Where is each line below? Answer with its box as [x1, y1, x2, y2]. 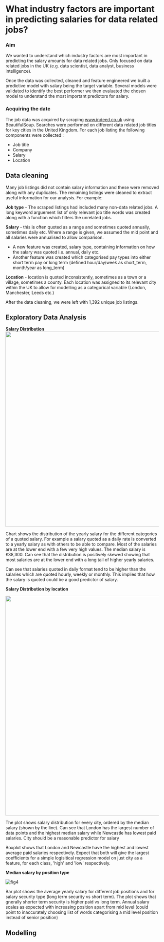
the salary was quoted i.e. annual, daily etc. [12, 249, 100, 255]
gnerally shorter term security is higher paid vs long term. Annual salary [5, 899, 150, 905]
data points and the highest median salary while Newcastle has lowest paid [5, 830, 156, 836]
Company [12, 147, 33, 152]
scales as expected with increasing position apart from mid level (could [5, 904, 148, 910]
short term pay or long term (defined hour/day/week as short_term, [12, 259, 147, 265]
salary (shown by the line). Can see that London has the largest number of [5, 825, 155, 831]
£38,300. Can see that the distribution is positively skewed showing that [5, 552, 150, 558]
